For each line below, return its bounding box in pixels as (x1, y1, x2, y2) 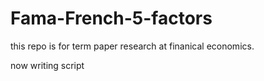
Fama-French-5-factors (10, 7, 213, 30)
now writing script (10, 59, 85, 71)
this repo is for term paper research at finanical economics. (10, 40, 255, 52)
